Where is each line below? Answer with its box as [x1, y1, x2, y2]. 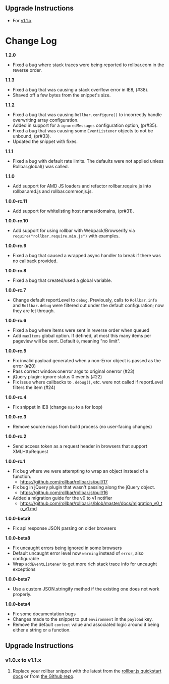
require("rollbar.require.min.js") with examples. [12, 232, 120, 239]
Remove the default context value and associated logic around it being [12, 621, 160, 627]
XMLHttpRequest [12, 448, 49, 454]
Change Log [5, 35, 57, 46]
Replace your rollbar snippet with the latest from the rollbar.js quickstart [12, 668, 161, 674]
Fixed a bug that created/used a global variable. [12, 277, 112, 283]
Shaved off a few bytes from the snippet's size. [12, 92, 111, 98]
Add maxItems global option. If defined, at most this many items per [12, 332, 151, 338]
